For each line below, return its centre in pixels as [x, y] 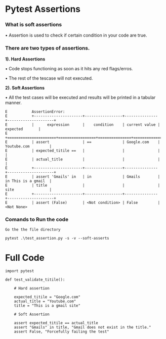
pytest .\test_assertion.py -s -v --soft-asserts [57, 239]
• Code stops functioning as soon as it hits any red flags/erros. [69, 68]
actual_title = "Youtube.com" [45, 301]
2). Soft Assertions [25, 88]
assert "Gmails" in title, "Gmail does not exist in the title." [83, 328]
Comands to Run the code [37, 219]
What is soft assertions [34, 25]
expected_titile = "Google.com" [47, 297]
